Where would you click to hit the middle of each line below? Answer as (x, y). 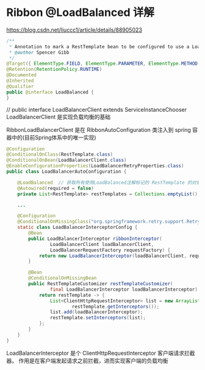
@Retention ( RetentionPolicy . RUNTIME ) (54, 70)
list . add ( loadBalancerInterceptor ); (96, 312)
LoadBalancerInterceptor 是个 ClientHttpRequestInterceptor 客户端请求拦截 (101, 353)
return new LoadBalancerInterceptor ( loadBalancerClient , (113, 256)
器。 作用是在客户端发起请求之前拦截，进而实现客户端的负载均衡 (87, 360)
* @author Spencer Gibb (39, 53)
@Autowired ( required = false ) (56, 188)
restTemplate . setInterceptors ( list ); (98, 318)
